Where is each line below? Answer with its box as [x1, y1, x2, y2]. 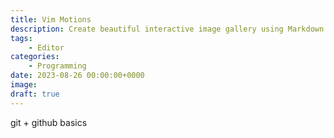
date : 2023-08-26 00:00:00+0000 [10, 71, 145, 81]
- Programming [28, 61, 87, 71]
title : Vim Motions [10, 14, 92, 25]
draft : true [10, 89, 60, 99]
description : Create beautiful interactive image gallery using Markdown [10, 24, 325, 34]
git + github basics [10, 116, 88, 128]
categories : [10, 52, 60, 62]
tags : [10, 33, 33, 43]
